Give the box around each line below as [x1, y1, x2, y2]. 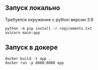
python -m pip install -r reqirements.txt [5, 26, 92, 31]
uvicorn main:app [5, 30, 40, 35]
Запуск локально [5, 4, 61, 12]
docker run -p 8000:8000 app [5, 60, 64, 65]
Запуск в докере [5, 43, 58, 52]
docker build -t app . [5, 56, 51, 61]
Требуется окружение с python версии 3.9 [5, 16, 94, 22]
